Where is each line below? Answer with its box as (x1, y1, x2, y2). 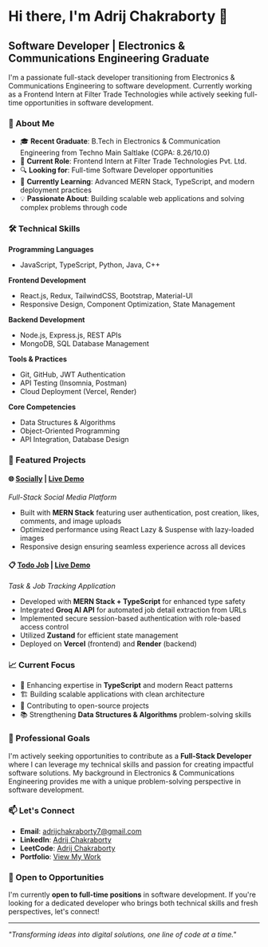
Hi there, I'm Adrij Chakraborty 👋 (8, 7, 229, 26)
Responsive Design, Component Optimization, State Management (19, 299, 235, 309)
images (19, 533, 45, 543)
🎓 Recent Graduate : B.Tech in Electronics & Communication (19, 136, 221, 146)
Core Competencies (8, 402, 77, 412)
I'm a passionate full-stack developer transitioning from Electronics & (8, 73, 235, 82)
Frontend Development (8, 275, 86, 285)
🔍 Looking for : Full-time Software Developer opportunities (19, 165, 214, 175)
